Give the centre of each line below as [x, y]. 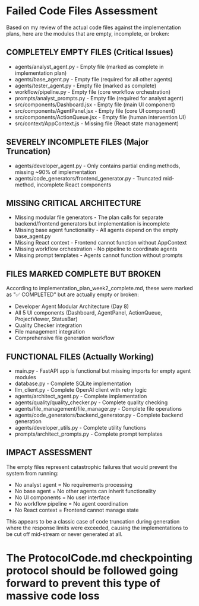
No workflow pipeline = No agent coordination [71, 503]
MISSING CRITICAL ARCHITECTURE [74, 203]
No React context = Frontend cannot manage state [77, 510]
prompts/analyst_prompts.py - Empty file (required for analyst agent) [99, 98]
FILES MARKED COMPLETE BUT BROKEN [83, 274]
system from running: [32, 473]
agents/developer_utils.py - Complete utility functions [80, 428]
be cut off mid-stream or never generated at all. [64, 534]
